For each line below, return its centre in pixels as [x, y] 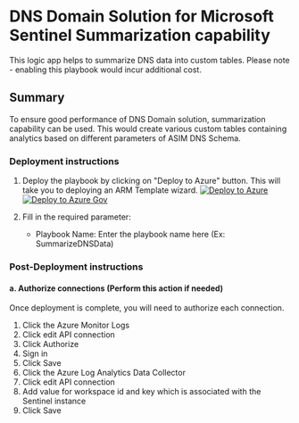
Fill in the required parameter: [76, 217]
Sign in [35, 353]
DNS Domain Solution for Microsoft [141, 17]
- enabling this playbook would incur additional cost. [106, 70]
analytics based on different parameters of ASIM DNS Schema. [125, 138]
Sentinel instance [54, 401]
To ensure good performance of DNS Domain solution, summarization [137, 119]
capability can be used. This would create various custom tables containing [148, 129]
